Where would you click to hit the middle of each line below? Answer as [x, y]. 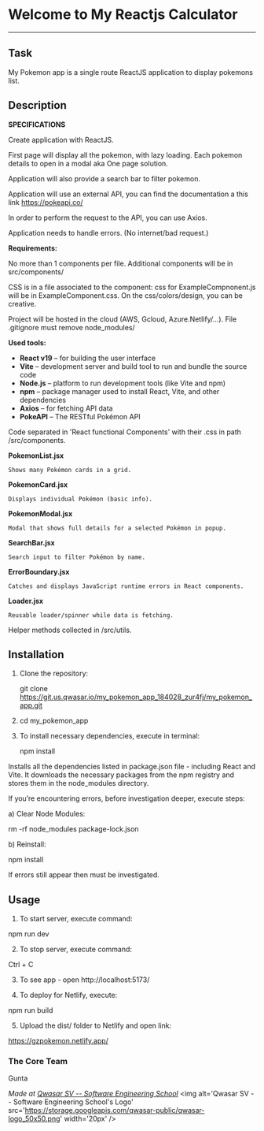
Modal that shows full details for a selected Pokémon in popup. [117, 528]
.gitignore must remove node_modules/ [71, 327]
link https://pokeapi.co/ [46, 202]
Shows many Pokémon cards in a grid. [70, 470]
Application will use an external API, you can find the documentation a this [128, 194]
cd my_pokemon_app [54, 721]
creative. [22, 303]
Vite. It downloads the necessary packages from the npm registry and [121, 775]
